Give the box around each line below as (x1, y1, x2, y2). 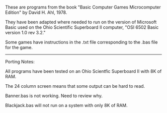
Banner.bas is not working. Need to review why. (5, 93, 103, 99)
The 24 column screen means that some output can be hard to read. (5, 83, 145, 89)
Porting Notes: (5, 59, 35, 64)
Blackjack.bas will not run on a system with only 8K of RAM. (5, 103, 128, 108)
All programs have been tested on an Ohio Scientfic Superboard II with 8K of (5, 68, 162, 74)
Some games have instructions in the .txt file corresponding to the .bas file (5, 39, 158, 45)
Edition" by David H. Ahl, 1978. (5, 9, 67, 15)
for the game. (5, 45, 33, 50)
